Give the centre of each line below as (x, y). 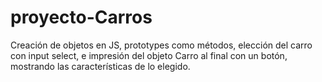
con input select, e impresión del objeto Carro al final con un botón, (149, 55)
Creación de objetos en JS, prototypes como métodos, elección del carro (161, 45)
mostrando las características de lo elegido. (100, 66)
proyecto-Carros (81, 17)
